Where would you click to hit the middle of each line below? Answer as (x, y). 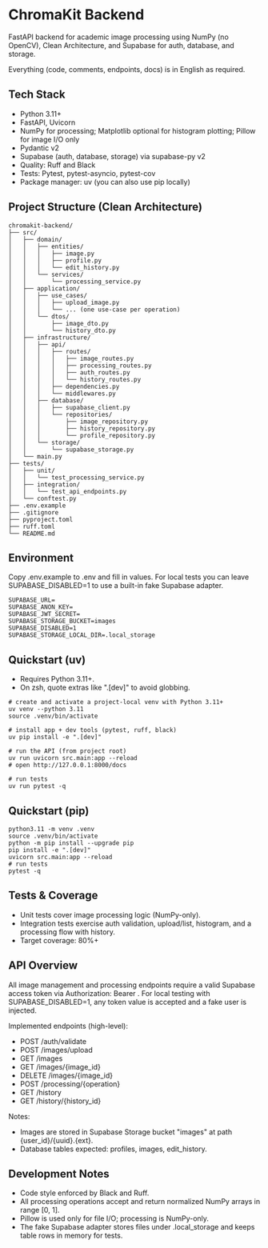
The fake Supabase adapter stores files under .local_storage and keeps (137, 1227)
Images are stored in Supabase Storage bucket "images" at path (126, 1132)
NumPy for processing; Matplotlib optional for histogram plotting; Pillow (138, 130)
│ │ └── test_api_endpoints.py (68, 491)
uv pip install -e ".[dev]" (55, 738)
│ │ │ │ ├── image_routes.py (71, 358)
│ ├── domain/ (35, 239)
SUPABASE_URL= (32, 600)
